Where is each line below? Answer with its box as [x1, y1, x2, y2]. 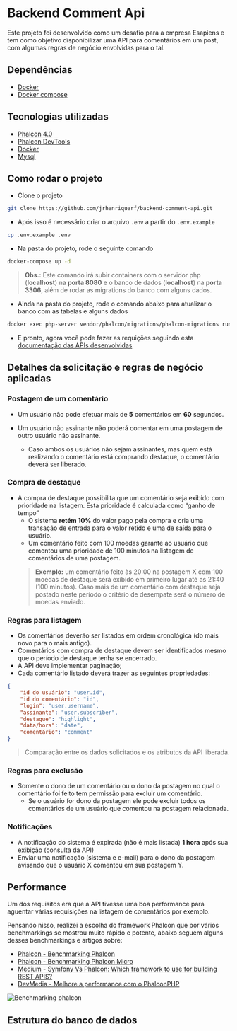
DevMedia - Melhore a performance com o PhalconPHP [17, 980, 180, 989]
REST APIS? [17, 972, 53, 981]
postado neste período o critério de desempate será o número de [35, 589, 226, 599]
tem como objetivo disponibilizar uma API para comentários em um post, [7, 35, 219, 44]
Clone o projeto [17, 191, 63, 200]
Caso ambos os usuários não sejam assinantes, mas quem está [28, 444, 213, 454]
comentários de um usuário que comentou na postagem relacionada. [28, 805, 229, 813]
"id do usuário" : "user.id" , [20, 689, 106, 696]
